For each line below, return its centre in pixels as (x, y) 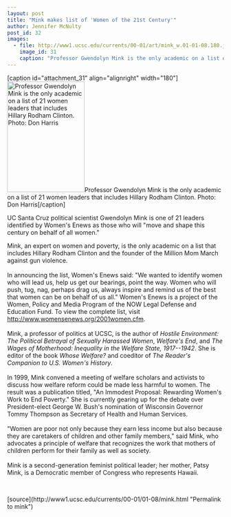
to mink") (20, 506)
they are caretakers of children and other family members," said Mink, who (113, 436)
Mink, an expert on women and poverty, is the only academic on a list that (112, 246)
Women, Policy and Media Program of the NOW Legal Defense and (102, 304)
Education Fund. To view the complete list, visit (74, 311)
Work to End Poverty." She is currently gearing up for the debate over (106, 399)
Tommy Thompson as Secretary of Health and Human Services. (97, 414)
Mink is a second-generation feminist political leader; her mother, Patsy (108, 465)
